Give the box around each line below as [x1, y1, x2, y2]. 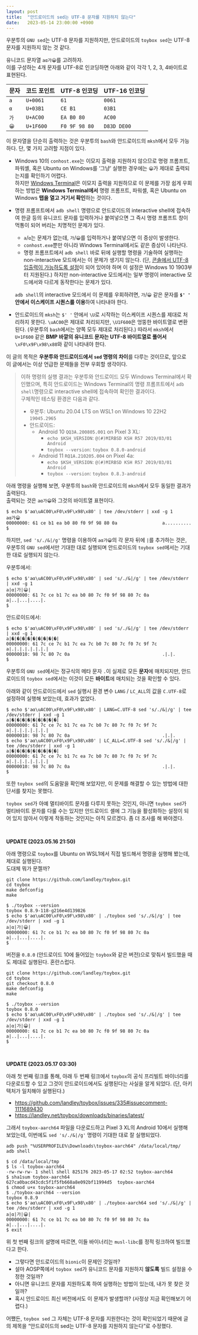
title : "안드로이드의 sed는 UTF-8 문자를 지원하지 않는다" [6, 14, 136, 20]
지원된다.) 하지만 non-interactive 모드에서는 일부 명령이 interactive [30, 271, 186, 278]
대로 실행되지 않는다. [12, 551, 60, 559]
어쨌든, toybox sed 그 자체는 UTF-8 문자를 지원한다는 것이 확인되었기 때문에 [6, 1315, 182, 1322]
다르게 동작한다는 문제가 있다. [44, 278, 112, 286]
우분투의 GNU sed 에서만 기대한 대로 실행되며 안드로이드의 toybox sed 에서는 [6, 544, 179, 551]
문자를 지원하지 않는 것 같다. [6, 44, 71, 51]
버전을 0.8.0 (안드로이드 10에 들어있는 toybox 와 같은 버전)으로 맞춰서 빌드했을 [6, 951, 186, 958]
